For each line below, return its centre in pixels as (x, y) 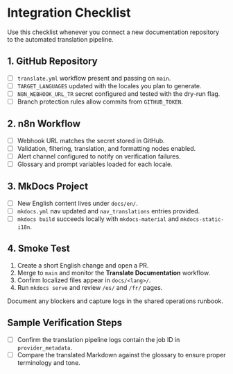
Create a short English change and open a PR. (83, 265)
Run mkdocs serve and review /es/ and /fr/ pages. (90, 287)
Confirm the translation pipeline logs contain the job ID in (98, 339)
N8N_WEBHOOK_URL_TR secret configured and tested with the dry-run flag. (119, 93)
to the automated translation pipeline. (61, 39)
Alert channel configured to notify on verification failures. (99, 156)
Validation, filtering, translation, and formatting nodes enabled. (106, 148)
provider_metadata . (45, 347)
